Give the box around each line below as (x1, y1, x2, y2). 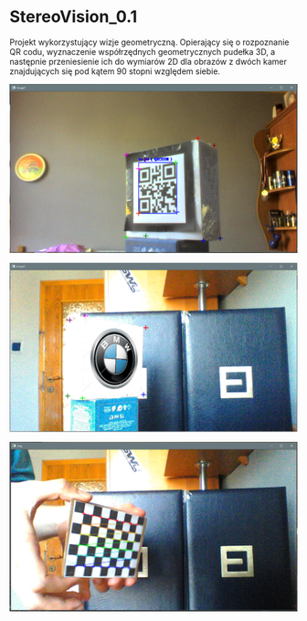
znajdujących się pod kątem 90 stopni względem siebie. (9, 66, 221, 77)
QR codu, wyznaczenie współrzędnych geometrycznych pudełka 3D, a (9, 46, 276, 57)
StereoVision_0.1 (9, 6, 138, 27)
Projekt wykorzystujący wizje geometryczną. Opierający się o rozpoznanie (9, 37, 290, 47)
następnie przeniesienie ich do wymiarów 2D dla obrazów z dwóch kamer (9, 56, 288, 67)
